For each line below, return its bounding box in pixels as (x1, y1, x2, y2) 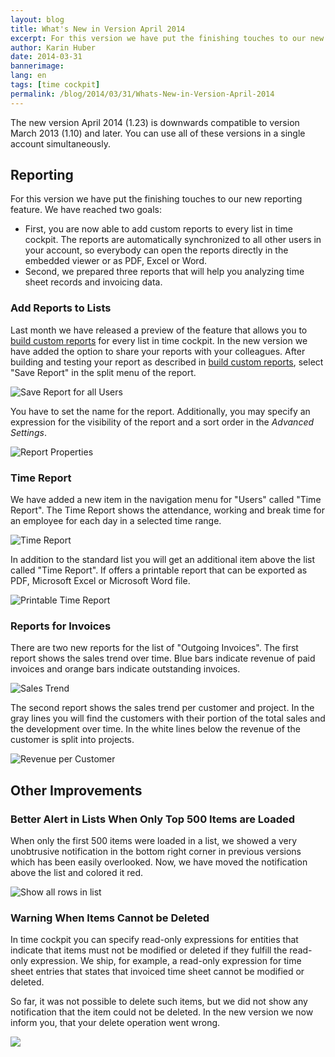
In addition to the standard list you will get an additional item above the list (10, 554, 315, 566)
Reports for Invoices (10, 619, 112, 633)
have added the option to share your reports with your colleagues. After (10, 345, 306, 357)
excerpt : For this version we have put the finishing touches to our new (10, 33, 325, 43)
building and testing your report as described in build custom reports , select (10, 356, 324, 368)
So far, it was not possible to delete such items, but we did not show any (10, 996, 308, 1008)
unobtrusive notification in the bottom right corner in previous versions (10, 846, 302, 858)
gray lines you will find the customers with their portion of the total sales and (10, 712, 326, 725)
